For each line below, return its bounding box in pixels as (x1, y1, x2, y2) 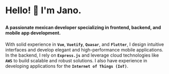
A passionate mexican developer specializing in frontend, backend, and (5, 24, 161, 31)
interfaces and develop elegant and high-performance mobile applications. (5, 46, 164, 53)
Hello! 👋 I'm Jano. (5, 5, 82, 16)
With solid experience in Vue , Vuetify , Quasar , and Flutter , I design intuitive (5, 41, 164, 47)
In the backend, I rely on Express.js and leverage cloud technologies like (5, 52, 159, 58)
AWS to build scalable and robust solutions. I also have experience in (5, 57, 147, 63)
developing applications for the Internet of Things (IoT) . (5, 63, 129, 69)
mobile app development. (5, 30, 61, 36)
